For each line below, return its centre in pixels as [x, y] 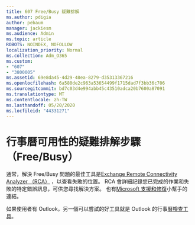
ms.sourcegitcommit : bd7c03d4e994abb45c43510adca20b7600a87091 [86, 89]
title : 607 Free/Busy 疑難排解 [43, 12]
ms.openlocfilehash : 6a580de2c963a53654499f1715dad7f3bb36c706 [86, 83]
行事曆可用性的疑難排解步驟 [74, 142]
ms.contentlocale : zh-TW [37, 99]
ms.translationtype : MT [35, 94]
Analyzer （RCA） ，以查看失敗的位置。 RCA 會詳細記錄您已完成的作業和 [95, 182]
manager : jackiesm [29, 28]
